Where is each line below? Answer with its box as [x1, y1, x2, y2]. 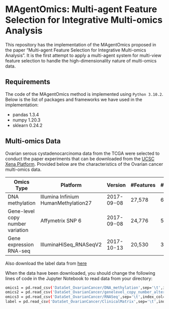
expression [8, 241, 34, 248]
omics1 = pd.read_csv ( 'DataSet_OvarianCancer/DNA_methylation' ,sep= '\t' [5, 285, 161, 290]
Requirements [5, 78, 50, 86]
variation [8, 226, 29, 233]
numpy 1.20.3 [12, 117, 41, 123]
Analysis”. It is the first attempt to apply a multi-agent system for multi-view [5, 52, 162, 58]
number [8, 220, 27, 227]
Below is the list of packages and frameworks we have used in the [5, 96, 142, 102]
